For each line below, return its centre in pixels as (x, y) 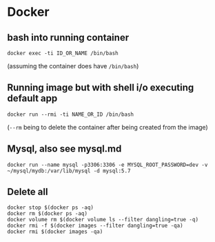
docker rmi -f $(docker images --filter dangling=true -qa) (95, 226)
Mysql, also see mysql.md (64, 149)
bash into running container (68, 38)
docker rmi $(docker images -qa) (55, 232)
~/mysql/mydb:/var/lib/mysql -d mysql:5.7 (69, 171)
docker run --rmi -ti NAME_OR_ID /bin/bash (71, 114)
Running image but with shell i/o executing (101, 88)
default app (32, 98)
